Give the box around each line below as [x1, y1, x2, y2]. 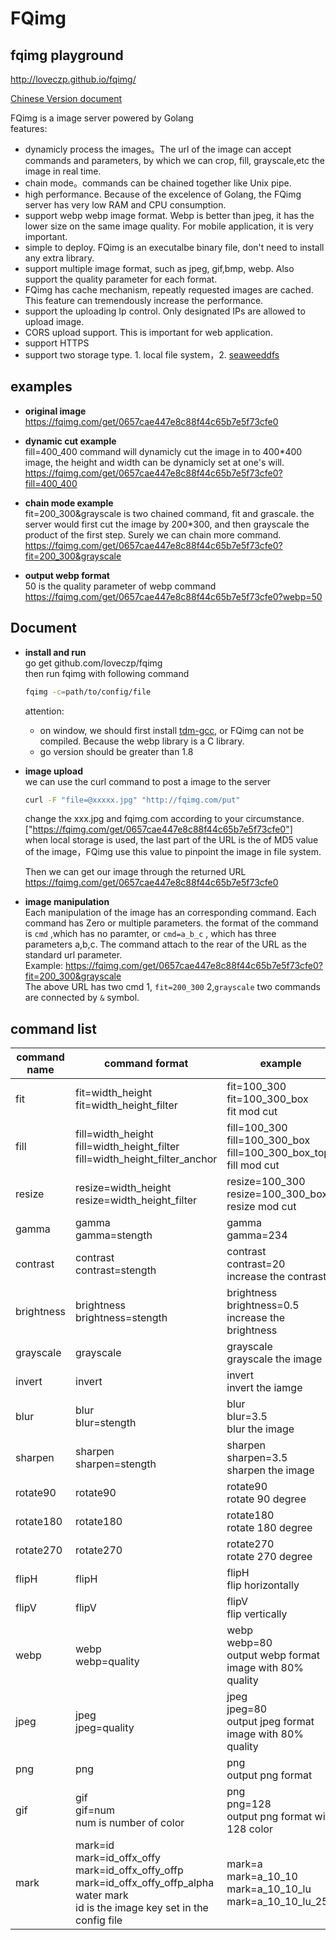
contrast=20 [226, 1257, 286, 1271]
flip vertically [226, 1607, 288, 1621]
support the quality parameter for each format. [24, 273, 218, 285]
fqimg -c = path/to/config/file [24, 687, 152, 697]
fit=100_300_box [226, 1092, 309, 1106]
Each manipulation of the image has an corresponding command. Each [24, 907, 317, 919]
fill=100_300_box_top [226, 1146, 331, 1160]
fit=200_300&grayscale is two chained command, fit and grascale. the [24, 507, 315, 519]
